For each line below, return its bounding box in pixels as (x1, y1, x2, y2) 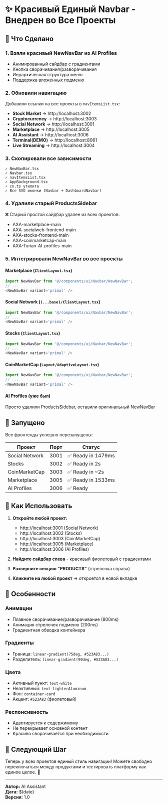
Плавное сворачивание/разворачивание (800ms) (12, 616, 119, 622)
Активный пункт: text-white (12, 680, 72, 686)
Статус (82, 444, 100, 451)
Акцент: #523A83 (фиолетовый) (12, 696, 77, 702)
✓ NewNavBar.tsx (5, 167, 39, 172)
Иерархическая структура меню (12, 71, 83, 77)
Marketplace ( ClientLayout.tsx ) (5, 267, 72, 274)
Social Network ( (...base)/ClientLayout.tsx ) (5, 299, 100, 305)
